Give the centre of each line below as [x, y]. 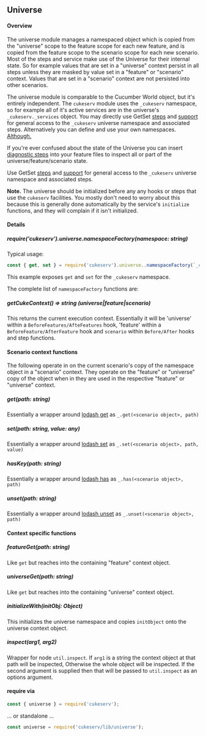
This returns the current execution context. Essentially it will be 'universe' [99, 318]
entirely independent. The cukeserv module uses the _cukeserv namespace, [102, 103]
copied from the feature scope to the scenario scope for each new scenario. [103, 52]
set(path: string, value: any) [43, 428]
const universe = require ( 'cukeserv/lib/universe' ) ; [75, 727]
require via [21, 691]
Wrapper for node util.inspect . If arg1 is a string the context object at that [101, 658]
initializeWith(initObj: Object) [45, 606]
